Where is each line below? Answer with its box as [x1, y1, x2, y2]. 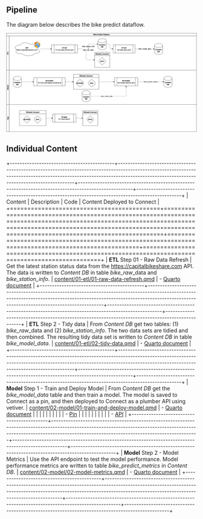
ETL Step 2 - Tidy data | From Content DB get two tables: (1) [29, 320, 179, 328]
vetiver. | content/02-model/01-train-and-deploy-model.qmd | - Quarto [6, 404, 183, 411]
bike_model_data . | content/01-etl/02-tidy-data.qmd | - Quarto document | [6, 340, 192, 347]
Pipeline [6, 5, 38, 15]
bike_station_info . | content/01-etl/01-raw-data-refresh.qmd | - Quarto [6, 276, 181, 283]
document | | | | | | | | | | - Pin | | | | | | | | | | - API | [6, 411, 127, 418]
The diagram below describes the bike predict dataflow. [6, 21, 145, 28]
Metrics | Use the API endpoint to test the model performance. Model [6, 455, 178, 463]
